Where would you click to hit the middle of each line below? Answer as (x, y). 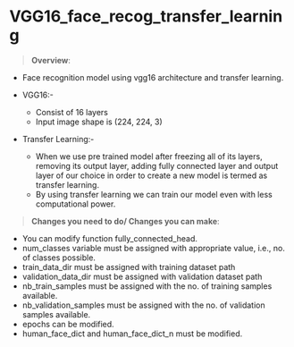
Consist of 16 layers (72, 112)
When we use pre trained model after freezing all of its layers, (149, 156)
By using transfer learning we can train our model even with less (154, 194)
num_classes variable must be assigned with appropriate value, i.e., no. (154, 248)
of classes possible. (59, 258)
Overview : (51, 60)
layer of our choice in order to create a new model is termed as (151, 175)
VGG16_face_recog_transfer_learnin (146, 17)
